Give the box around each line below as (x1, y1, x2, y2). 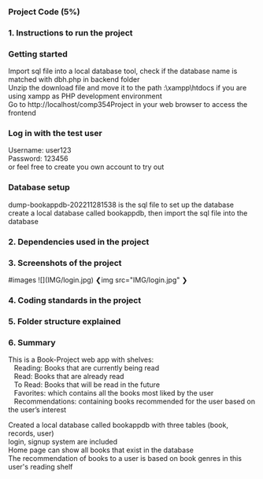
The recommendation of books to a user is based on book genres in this (8, 454, 243, 463)
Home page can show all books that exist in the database (8, 445, 194, 455)
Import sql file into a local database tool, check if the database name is (8, 66, 238, 76)
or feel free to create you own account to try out (8, 162, 165, 171)
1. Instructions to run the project (8, 27, 133, 38)
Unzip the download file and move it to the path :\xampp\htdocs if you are (8, 83, 247, 93)
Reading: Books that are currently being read (13, 363, 160, 373)
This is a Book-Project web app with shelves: (8, 355, 154, 364)
